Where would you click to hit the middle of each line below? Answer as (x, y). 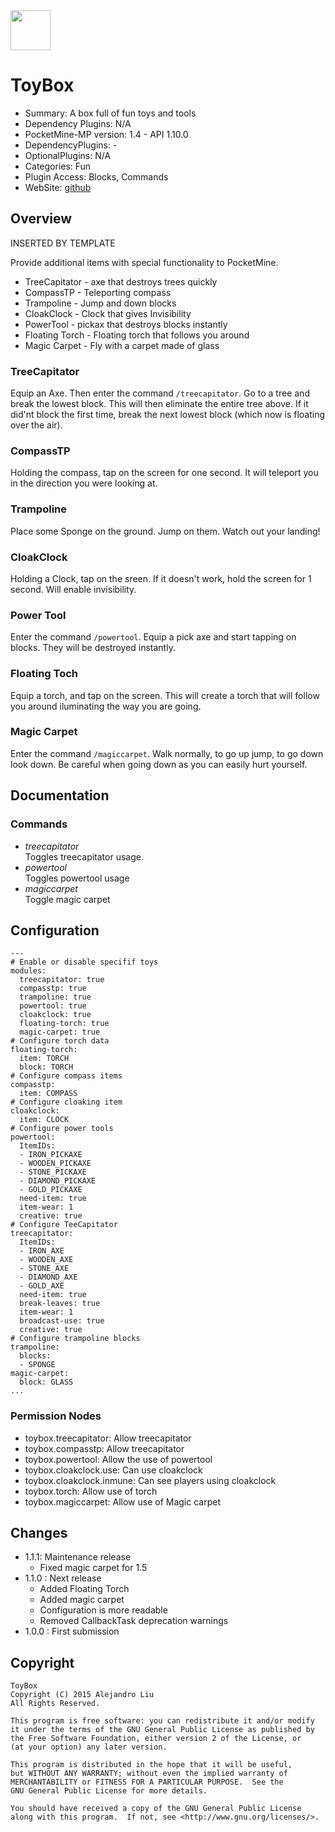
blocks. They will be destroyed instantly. (93, 648)
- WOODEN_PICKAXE (55, 1164)
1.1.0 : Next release (63, 1578)
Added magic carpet (82, 1600)
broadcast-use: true (62, 1321)
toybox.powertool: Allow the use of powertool (118, 1459)
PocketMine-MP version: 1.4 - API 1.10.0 (106, 134)
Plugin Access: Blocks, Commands (96, 176)
